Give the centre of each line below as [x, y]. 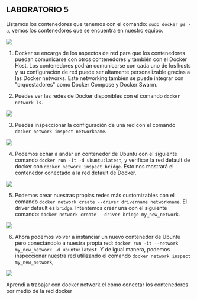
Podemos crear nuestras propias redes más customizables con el [94, 195]
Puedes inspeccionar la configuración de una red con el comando [95, 125]
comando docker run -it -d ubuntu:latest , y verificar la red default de [102, 160]
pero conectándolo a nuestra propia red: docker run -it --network [96, 243]
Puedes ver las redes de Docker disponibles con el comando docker [97, 96]
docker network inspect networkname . [61, 131]
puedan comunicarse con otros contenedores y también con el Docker [101, 59]
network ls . [29, 102]
